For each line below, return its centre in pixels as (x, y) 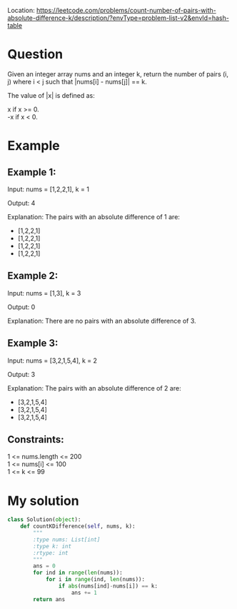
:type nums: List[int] (67, 539)
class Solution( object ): (44, 520)
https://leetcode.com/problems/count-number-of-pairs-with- (126, 10)
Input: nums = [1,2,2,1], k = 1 (48, 189)
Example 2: (33, 276)
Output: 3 (21, 374)
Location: (21, 10)
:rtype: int (51, 553)
